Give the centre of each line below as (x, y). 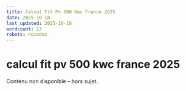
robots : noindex (27, 35)
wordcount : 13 (24, 29)
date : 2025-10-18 (28, 18)
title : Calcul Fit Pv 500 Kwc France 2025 (61, 12)
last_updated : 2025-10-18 (39, 23)
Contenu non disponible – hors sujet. (52, 81)
